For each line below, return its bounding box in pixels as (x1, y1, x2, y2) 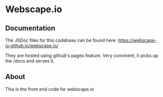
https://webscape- (118, 37, 157, 43)
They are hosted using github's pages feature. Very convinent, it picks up (5, 52, 158, 58)
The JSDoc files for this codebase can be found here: (5, 37, 117, 43)
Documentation (5, 24, 56, 33)
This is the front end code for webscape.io (5, 86, 94, 92)
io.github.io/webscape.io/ (5, 43, 59, 49)
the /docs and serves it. (5, 58, 55, 64)
